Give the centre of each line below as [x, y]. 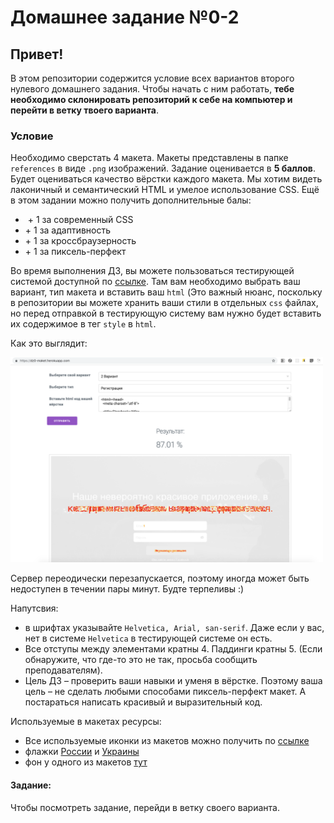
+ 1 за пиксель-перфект [75, 252]
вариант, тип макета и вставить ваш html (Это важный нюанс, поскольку [166, 292]
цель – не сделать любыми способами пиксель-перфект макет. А [165, 692]
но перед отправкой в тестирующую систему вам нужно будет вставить [166, 313]
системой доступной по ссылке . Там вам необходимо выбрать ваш [155, 282]
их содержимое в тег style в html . [83, 324]
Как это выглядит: [49, 343]
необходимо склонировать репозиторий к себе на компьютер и [151, 99]
